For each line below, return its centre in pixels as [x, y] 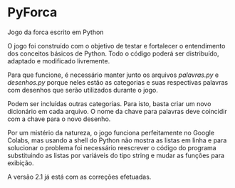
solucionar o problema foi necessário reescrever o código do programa [112, 147]
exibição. [21, 163]
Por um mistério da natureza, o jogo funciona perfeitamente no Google [111, 132]
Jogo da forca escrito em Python [56, 32]
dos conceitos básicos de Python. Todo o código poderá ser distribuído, [113, 53]
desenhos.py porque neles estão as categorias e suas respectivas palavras [118, 82]
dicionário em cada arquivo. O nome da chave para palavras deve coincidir [117, 111]
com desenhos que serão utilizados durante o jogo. [83, 90]
